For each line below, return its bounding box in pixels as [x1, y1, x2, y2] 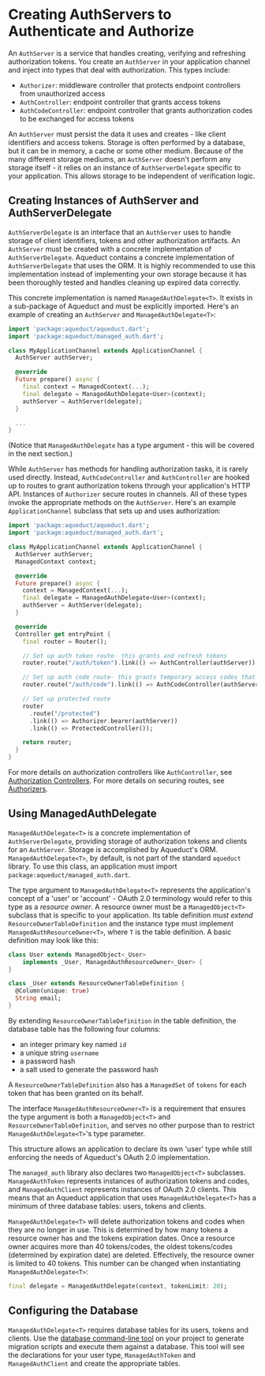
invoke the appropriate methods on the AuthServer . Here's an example [8, 498, 237, 507]
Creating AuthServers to [8, 6, 172, 24]
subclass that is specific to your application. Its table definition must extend [8, 910, 254, 920]
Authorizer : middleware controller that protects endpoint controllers [19, 80, 241, 90]
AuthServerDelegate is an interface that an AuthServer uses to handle [8, 227, 231, 237]
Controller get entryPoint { [15, 630, 111, 638]
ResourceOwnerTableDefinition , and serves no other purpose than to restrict [8, 1120, 255, 1130]
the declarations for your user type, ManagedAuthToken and [8, 1350, 196, 1359]
